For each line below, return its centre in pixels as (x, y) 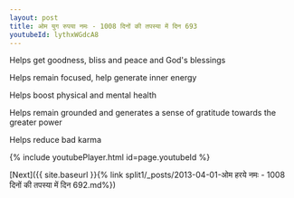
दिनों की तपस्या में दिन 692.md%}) (62, 185)
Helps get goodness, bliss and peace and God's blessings (118, 61)
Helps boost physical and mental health (83, 95)
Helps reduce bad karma (56, 140)
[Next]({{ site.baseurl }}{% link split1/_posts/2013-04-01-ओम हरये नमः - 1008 (147, 175)
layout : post (34, 18)
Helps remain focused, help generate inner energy (103, 78)
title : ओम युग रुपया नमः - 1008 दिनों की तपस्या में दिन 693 (103, 26)
